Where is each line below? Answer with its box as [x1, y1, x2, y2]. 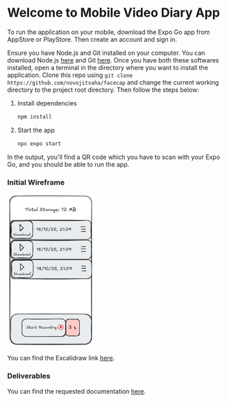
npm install [17, 113, 52, 120]
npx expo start [17, 140, 62, 147]
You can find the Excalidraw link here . [7, 354, 115, 362]
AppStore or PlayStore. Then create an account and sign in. [7, 35, 177, 43]
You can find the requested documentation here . [7, 387, 146, 395]
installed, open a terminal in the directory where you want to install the [7, 63, 208, 72]
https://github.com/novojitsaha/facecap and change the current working [7, 78, 219, 86]
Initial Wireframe [7, 177, 65, 187]
